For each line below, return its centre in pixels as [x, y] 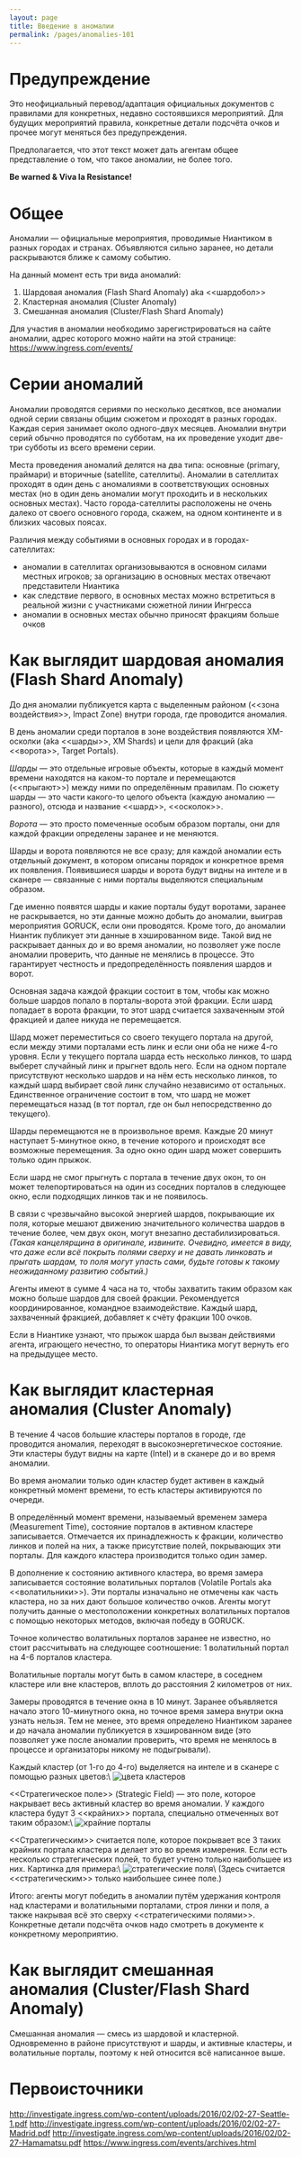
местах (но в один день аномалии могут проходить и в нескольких [138, 494]
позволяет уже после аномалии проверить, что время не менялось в [143, 1740]
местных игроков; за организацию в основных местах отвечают [146, 576]
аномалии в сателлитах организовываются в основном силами [145, 567]
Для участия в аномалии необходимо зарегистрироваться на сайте [140, 329]
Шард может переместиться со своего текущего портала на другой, [142, 1037]
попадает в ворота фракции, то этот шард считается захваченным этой [147, 1010]
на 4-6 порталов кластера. [61, 1657]
